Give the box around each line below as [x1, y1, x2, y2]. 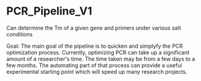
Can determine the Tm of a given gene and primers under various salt [6, 24, 182, 31]
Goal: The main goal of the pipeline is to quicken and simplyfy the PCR [6, 42, 183, 50]
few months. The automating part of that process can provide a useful [6, 62, 183, 69]
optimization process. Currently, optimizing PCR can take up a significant [6, 48, 190, 56]
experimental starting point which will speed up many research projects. [6, 68, 188, 75]
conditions [6, 30, 33, 37]
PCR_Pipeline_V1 [6, 4, 93, 18]
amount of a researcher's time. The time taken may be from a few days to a [6, 55, 196, 62]
